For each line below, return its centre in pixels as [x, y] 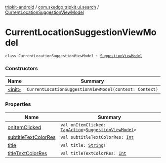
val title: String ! [83, 145]
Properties [18, 104]
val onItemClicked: [83, 125]
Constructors [21, 68]
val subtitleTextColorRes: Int [97, 137]
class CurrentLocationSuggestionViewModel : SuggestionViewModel [74, 56]
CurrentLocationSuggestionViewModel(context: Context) [92, 89]
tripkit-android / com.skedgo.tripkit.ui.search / [52, 7]
